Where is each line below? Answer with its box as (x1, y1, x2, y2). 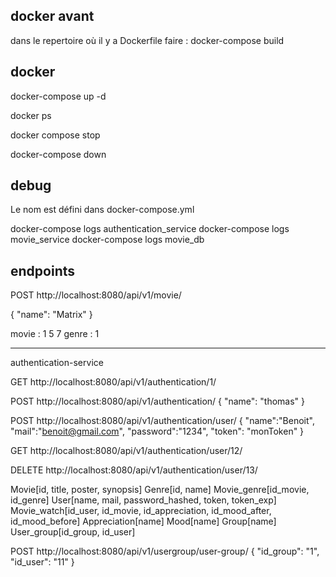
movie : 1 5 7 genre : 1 (10, 328, 100, 340)
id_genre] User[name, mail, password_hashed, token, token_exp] (10, 494, 277, 506)
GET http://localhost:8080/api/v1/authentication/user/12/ (10, 445, 243, 457)
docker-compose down (10, 148, 107, 160)
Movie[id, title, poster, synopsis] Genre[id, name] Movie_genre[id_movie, (10, 484, 310, 496)
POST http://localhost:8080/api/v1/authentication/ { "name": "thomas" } (10, 395, 306, 408)
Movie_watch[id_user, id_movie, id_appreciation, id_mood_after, (10, 505, 272, 517)
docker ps (10, 109, 52, 121)
